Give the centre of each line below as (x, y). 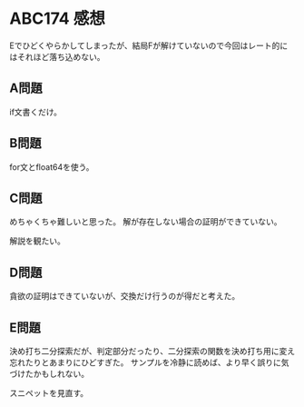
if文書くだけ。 (35, 112)
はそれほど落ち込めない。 (57, 56)
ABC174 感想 (58, 19)
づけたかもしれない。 (49, 374)
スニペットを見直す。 (49, 393)
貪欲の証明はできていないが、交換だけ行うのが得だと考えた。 (125, 296)
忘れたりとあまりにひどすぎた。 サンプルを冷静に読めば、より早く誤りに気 (149, 362)
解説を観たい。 (37, 241)
